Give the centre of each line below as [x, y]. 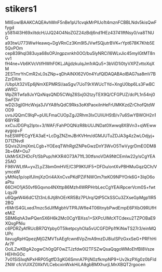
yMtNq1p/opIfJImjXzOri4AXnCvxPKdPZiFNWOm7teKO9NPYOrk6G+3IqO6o [80, 177]
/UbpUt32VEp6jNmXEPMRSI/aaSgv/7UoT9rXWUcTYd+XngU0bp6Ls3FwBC [80, 84]
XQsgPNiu [15, 223]
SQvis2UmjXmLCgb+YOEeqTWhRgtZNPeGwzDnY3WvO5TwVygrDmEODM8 [81, 146]
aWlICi [11, 89]
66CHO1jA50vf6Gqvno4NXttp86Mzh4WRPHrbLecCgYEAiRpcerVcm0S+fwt [80, 187]
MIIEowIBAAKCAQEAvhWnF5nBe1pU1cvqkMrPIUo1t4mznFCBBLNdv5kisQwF [81, 22]
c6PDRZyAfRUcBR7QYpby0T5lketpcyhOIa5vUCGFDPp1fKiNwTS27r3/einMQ [81, 228]
